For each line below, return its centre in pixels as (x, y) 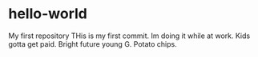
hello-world (48, 14)
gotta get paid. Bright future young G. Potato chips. (93, 44)
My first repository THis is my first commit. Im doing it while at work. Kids (129, 36)
